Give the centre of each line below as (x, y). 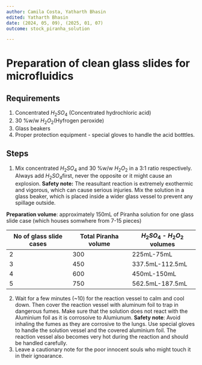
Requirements (33, 98)
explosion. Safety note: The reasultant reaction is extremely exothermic (104, 184)
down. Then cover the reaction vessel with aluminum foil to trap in (96, 305)
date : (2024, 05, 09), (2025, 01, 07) (55, 23)
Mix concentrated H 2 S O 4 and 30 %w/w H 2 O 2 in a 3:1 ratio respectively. (103, 169)
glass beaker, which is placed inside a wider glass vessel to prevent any (104, 196)
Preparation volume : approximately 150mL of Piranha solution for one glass (100, 214)
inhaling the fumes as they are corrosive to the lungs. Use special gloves (105, 324)
